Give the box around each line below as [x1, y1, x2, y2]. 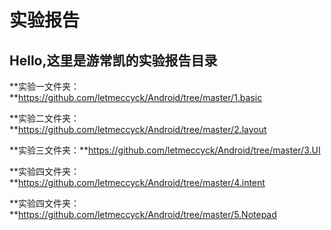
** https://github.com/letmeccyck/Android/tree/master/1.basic [9, 92, 263, 103]
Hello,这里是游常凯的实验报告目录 [9, 52, 218, 69]
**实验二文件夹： [9, 112, 81, 124]
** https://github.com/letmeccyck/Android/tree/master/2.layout [9, 124, 267, 135]
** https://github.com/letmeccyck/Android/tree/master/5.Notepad [9, 209, 277, 220]
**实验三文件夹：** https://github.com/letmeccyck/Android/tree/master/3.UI [9, 144, 321, 156]
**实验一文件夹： [9, 81, 81, 92]
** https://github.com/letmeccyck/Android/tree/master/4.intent [9, 177, 266, 188]
